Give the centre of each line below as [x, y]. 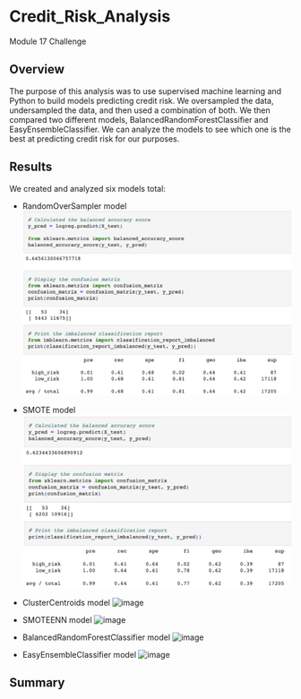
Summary [37, 682]
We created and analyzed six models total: [87, 188]
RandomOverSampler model [74, 206]
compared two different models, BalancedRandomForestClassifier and [139, 119]
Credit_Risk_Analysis [90, 17]
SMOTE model [49, 410]
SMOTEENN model [57, 619]
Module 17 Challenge [48, 41]
